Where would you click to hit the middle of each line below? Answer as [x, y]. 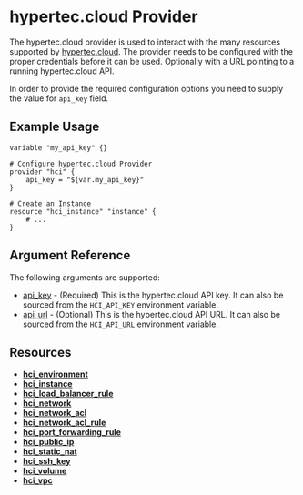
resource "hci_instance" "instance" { [83, 211]
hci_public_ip [48, 442]
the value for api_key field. [59, 98]
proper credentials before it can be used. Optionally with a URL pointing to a [152, 61]
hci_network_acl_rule [64, 423]
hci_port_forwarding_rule [71, 432]
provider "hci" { [42, 172]
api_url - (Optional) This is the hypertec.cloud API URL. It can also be [151, 314]
